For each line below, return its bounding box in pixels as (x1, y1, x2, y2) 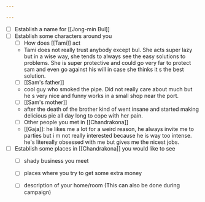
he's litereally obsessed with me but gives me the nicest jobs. (23, 138, 179, 146)
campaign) (23, 189, 52, 196)
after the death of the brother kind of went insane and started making (23, 105, 199, 113)
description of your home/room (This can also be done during (23, 182, 180, 189)
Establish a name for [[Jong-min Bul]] (14, 25, 110, 32)
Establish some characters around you (14, 32, 112, 40)
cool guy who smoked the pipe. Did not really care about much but (23, 86, 193, 92)
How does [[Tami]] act (23, 39, 81, 47)
